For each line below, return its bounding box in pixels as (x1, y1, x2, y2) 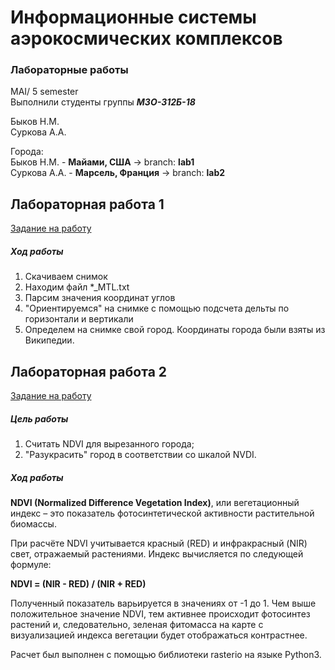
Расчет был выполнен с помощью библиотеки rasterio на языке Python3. (10, 649, 322, 661)
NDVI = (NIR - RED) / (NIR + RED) (10, 578, 147, 590)
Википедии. (24, 334, 75, 346)
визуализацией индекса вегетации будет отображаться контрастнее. (10, 629, 308, 641)
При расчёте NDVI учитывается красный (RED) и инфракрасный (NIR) (10, 537, 308, 550)
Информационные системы (10, 6, 257, 29)
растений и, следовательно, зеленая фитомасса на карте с (10, 619, 264, 631)
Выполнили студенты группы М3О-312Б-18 (10, 96, 196, 108)
